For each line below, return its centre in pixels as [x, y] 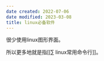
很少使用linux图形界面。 [35, 40]
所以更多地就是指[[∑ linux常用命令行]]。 [54, 52]
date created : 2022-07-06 [37, 11]
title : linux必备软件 [31, 22]
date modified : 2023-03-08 [39, 17]
